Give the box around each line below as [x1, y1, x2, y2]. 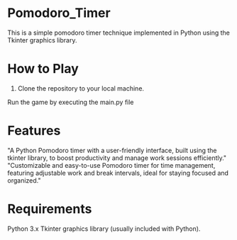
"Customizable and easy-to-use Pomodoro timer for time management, [7, 161, 216, 169]
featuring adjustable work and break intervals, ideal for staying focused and [7, 168, 229, 177]
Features [7, 122, 61, 139]
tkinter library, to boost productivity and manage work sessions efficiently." [7, 154, 227, 162]
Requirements [7, 201, 92, 217]
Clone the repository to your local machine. [17, 84, 144, 93]
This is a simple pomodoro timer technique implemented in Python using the [7, 28, 231, 37]
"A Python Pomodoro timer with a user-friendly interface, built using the [7, 146, 217, 154]
